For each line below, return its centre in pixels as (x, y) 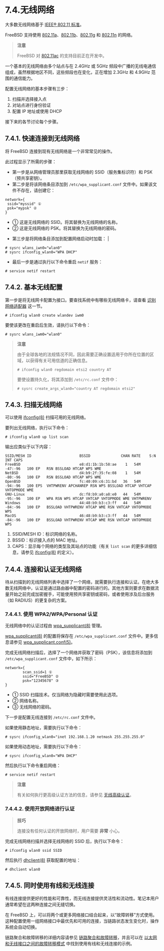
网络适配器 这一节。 (25, 306)
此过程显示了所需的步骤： (31, 161)
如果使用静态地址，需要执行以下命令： (43, 728)
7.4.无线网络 (30, 10)
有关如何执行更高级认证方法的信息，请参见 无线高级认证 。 (75, 795)
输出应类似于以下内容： (29, 447)
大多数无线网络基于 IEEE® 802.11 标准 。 (45, 24)
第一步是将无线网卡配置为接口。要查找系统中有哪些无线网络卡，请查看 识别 (81, 300)
